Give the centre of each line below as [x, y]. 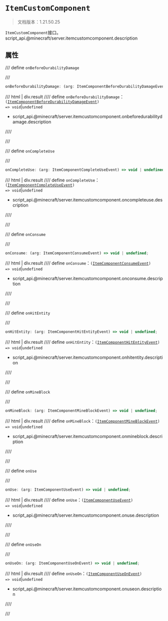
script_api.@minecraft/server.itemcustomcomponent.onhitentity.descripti [87, 357]
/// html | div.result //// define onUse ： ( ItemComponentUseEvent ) [69, 500]
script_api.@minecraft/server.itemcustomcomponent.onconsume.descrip [87, 279]
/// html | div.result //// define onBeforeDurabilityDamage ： [64, 97]
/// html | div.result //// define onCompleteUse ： [52, 180]
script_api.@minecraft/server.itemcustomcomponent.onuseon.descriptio [87, 589]
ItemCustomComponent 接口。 [33, 32]
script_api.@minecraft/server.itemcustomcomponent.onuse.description [85, 515]
